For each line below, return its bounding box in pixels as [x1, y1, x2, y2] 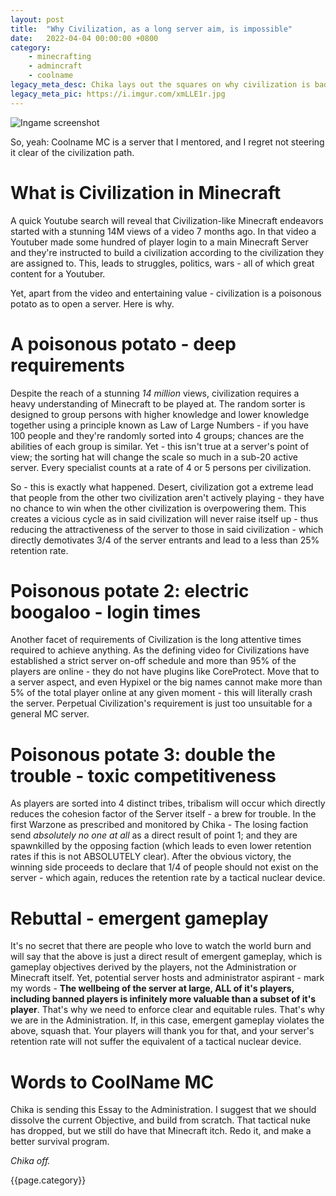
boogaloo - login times [10, 601, 202, 623]
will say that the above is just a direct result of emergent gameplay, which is [10, 951, 323, 963]
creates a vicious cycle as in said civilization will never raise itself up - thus [10, 512, 319, 525]
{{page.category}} [10, 1174, 87, 1186]
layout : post [10, 14, 65, 25]
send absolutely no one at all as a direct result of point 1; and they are [10, 829, 298, 841]
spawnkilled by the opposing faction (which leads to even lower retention [10, 840, 312, 852]
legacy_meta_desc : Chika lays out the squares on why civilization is [10, 80, 311, 90]
